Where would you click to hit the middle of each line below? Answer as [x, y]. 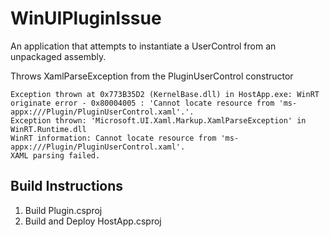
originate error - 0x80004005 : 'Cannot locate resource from [142, 103]
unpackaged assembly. [58, 56]
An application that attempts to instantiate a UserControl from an [143, 46]
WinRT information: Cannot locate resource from [113, 138]
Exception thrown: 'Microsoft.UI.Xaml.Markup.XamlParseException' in [158, 120]
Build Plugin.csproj [63, 210]
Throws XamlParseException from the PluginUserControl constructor [152, 76]
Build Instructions [67, 186]
